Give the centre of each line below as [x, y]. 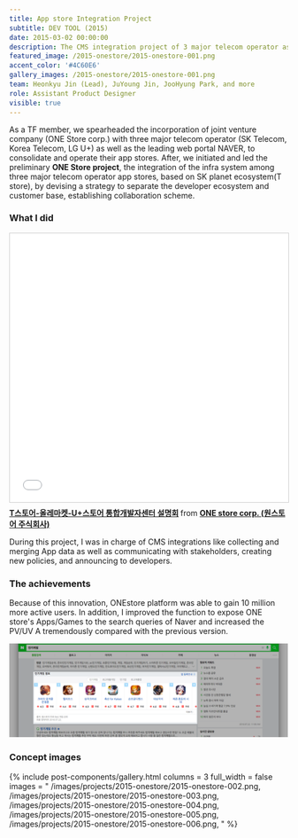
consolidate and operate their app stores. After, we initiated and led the [138, 157]
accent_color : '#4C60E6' [55, 66]
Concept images [45, 757]
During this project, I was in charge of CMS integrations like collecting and [144, 542]
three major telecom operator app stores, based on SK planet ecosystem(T [145, 176]
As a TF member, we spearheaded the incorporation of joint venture [133, 129]
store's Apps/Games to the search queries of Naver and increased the [137, 622]
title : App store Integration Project [80, 19]
